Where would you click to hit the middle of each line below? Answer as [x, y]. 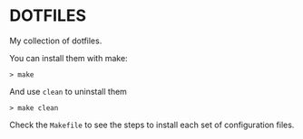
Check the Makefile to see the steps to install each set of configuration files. [152, 125]
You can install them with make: [69, 58]
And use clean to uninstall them [68, 91]
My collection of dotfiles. [56, 41]
